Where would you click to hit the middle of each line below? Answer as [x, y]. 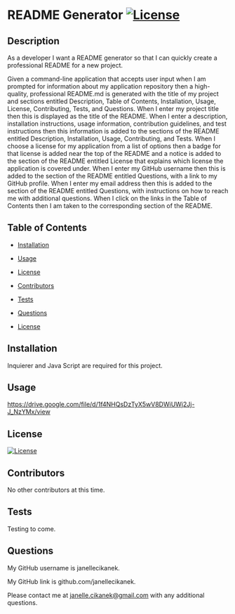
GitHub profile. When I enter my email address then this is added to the [110, 183]
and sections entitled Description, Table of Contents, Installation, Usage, [112, 101]
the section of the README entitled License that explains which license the [115, 161]
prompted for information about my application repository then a [100, 86]
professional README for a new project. [65, 65]
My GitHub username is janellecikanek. [64, 568]
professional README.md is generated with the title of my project [124, 94]
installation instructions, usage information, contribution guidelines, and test [117, 124]
